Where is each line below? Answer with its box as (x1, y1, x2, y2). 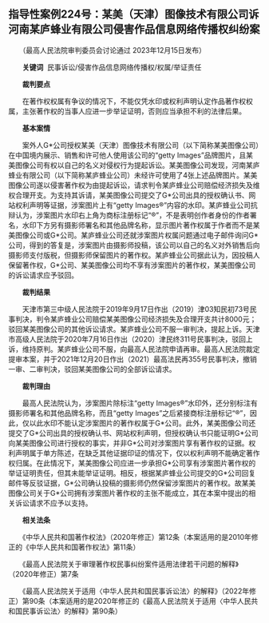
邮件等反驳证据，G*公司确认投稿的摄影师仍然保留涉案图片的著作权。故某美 (8, 478, 256, 488)
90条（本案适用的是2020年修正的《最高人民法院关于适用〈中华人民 (29, 596, 251, 605)
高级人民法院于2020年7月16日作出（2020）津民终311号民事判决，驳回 (14, 334, 246, 344)
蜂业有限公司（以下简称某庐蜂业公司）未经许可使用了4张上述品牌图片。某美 (8, 170, 258, 180)
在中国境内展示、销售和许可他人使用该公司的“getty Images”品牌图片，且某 (8, 150, 254, 160)
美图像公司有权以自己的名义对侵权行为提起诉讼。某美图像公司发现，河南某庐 (8, 160, 260, 170)
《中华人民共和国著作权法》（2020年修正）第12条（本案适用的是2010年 (22, 532, 251, 541)
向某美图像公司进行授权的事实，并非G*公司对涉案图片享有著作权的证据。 (8, 438, 249, 448)
